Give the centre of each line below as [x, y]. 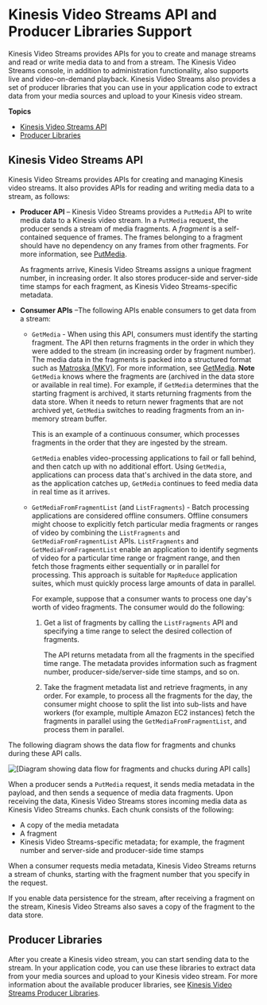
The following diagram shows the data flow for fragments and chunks [122, 745]
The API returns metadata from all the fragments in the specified [149, 655]
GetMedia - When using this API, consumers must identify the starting [145, 334]
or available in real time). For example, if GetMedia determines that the [145, 384]
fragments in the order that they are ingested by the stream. [130, 442]
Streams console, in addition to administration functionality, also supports [128, 70]
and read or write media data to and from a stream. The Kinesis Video [122, 62]
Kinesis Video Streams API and [112, 15]
